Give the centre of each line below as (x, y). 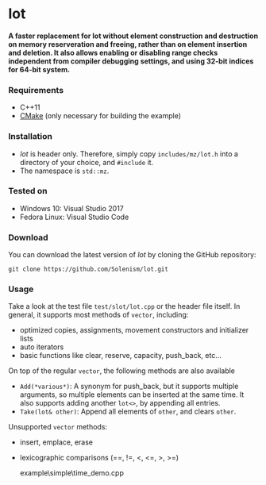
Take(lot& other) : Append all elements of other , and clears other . (128, 412)
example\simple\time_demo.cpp (72, 473)
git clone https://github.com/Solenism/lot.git (89, 269)
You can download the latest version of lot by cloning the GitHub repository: (132, 255)
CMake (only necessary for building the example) (100, 116)
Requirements (36, 90)
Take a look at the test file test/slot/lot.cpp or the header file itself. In (124, 306)
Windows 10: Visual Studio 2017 (72, 208)
